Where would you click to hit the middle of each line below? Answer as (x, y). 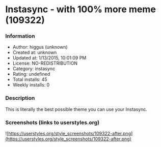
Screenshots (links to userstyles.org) (52, 122)
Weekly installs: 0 (31, 85)
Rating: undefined (31, 74)
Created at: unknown (35, 52)
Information (20, 36)
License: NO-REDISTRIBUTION (45, 63)
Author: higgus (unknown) (40, 47)
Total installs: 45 (30, 79)
